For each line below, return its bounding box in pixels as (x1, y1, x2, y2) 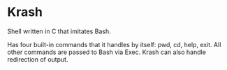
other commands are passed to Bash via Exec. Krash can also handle (7, 48, 206, 56)
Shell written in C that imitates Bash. (7, 27, 112, 35)
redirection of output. (7, 55, 68, 63)
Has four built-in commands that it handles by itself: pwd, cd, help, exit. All (7, 40, 221, 49)
